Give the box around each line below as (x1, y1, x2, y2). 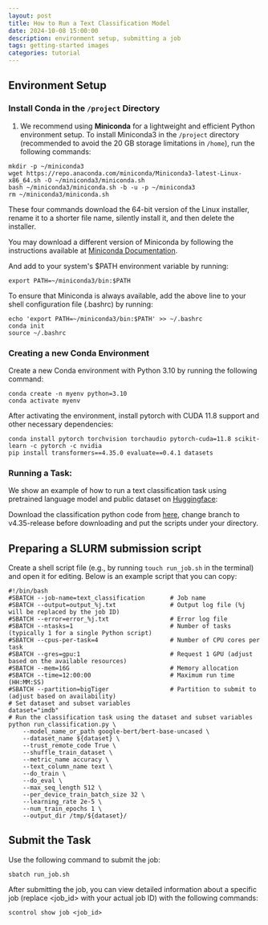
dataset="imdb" (8, 707, 59, 715)
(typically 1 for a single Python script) (8, 630, 152, 638)
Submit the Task (8, 833, 91, 847)
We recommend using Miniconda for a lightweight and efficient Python (19, 121, 255, 131)
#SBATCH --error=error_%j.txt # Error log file (8, 615, 228, 623)
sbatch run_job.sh (8, 870, 70, 878)
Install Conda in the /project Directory (8, 103, 160, 114)
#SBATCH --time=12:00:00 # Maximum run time (8, 671, 235, 679)
